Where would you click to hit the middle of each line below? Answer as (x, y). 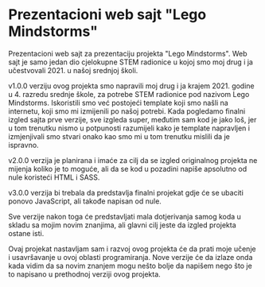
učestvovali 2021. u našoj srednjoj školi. (73, 70)
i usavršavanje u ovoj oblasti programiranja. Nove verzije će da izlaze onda (131, 257)
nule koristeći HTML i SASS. (54, 177)
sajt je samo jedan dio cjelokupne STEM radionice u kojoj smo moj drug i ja (131, 62)
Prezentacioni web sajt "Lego (107, 15)
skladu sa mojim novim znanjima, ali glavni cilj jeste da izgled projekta (122, 225)
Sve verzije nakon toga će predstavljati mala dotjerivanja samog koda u (125, 216)
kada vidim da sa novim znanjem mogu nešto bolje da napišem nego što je (130, 266)
